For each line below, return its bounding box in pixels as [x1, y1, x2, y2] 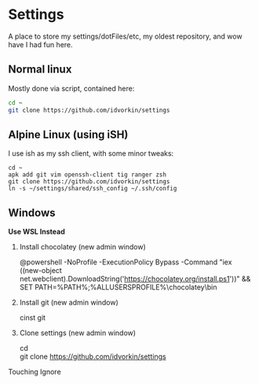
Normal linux [8, 63, 72, 76]
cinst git [19, 313, 46, 323]
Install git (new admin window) [19, 297, 119, 308]
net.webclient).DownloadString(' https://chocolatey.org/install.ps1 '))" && [19, 274, 251, 284]
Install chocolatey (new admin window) [19, 242, 147, 252]
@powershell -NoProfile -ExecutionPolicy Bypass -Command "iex [19, 257, 232, 267]
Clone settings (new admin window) [19, 328, 136, 338]
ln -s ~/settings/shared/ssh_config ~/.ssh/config [8, 185, 177, 193]
